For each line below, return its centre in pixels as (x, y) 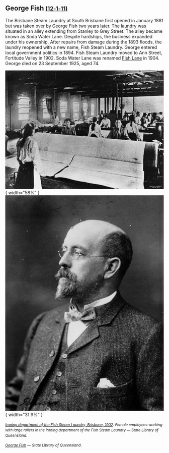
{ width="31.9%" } (24, 414)
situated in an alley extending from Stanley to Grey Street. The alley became (84, 31)
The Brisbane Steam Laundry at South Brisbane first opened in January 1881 (84, 20)
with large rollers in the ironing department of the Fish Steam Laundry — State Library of (82, 430)
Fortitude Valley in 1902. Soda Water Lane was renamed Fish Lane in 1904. (82, 58)
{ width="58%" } (23, 193)
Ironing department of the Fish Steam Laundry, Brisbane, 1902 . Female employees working (84, 425)
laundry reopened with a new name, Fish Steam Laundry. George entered (81, 47)
